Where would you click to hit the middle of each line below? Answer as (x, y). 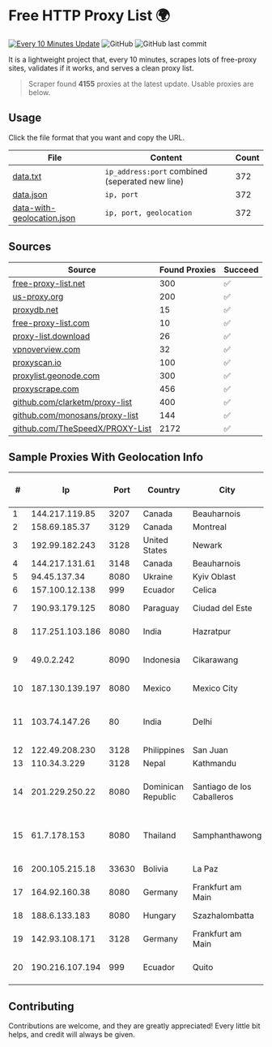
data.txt (27, 176)
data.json (30, 194)
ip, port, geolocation (149, 213)
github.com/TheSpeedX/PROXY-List (82, 429)
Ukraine (158, 577)
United (155, 541)
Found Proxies (187, 269)
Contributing (41, 1006)
